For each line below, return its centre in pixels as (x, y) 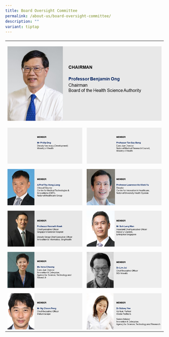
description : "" (22, 21)
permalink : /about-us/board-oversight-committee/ (58, 16)
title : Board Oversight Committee (41, 11)
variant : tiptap (22, 27)
